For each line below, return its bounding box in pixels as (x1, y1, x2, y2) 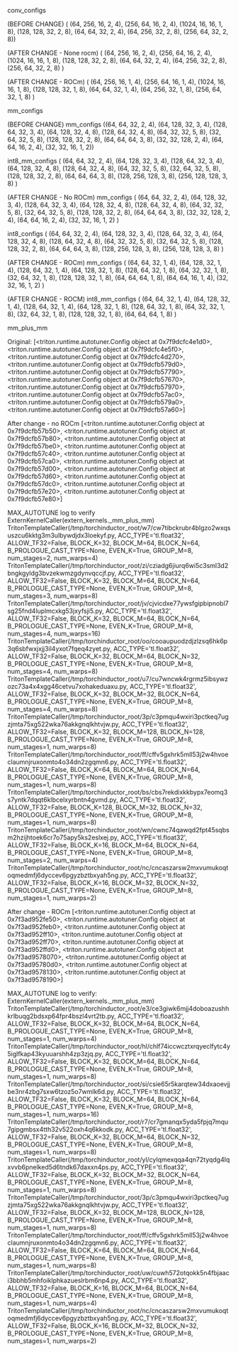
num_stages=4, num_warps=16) (7, 629, 101, 638)
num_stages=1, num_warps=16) (7, 1110, 99, 1118)
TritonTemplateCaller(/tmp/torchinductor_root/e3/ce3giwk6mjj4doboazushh (7, 1004, 229, 1012)
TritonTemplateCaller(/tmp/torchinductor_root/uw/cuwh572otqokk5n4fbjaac (7, 1269, 230, 1277)
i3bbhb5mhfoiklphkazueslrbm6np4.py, (7, 1276, 120, 1284)
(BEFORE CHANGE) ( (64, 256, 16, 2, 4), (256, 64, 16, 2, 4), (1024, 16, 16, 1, (7, 20, 223, 28)
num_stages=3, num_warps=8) (7, 591, 98, 600)
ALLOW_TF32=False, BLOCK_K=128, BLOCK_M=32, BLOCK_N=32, (7, 803, 203, 811)
